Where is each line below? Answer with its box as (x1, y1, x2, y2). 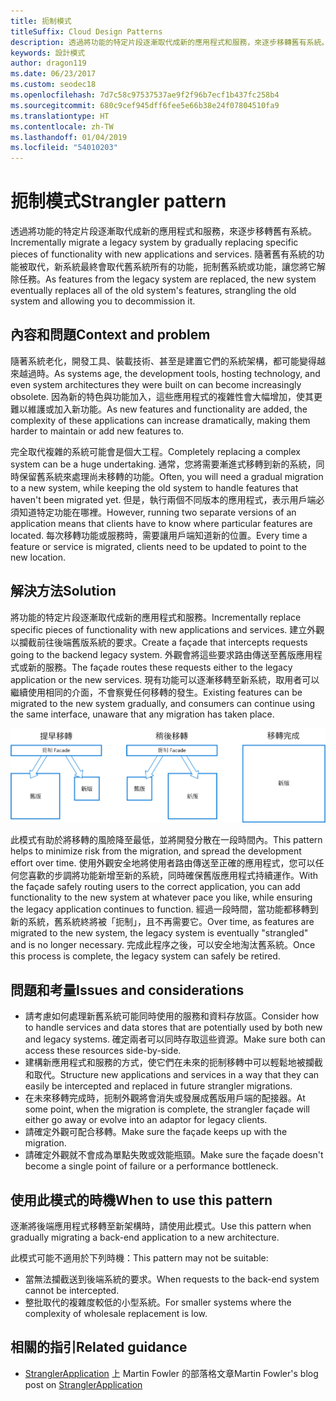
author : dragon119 (10, 58, 87, 69)
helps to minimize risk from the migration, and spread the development (10, 845, 302, 857)
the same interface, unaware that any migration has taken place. (10, 708, 275, 720)
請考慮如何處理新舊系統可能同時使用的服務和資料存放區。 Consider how (24, 1010, 320, 1022)
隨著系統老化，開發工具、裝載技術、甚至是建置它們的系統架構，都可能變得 (10, 355, 317, 367)
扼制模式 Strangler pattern (10, 190, 227, 213)
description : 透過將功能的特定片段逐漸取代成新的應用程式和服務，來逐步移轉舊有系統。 (10, 37, 330, 47)
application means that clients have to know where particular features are (10, 517, 313, 529)
